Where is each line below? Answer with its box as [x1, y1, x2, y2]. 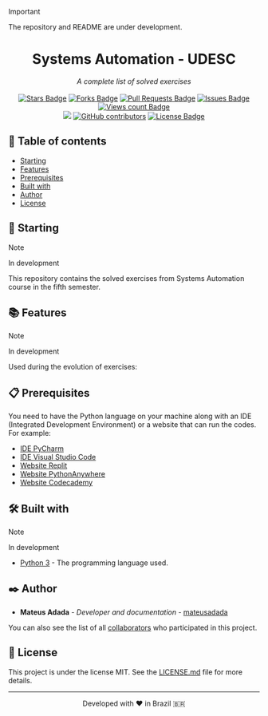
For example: [8, 429, 52, 438]
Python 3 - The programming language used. [19, 558, 169, 568]
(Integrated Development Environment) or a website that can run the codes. [8, 420, 257, 429]
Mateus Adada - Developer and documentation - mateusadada [19, 607, 229, 617]
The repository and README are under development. [8, 22, 183, 31]
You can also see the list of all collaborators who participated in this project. [8, 623, 258, 632]
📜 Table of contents [8, 135, 107, 148]
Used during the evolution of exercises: [8, 362, 138, 372]
